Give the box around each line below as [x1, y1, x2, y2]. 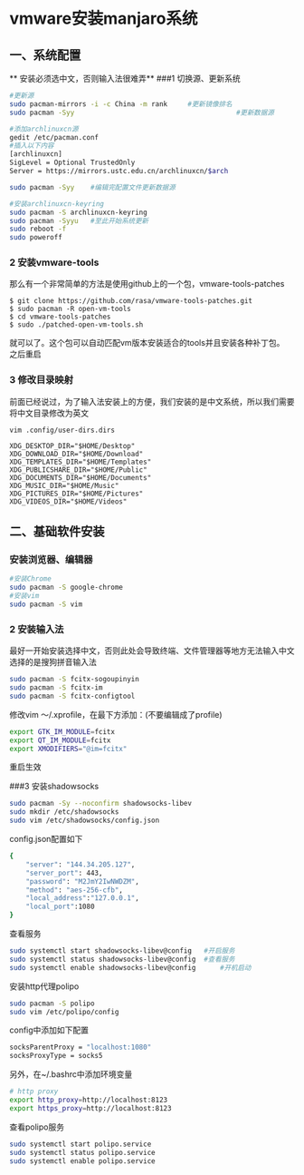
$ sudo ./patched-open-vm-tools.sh [9, 320, 144, 329]
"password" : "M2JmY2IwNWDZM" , [25, 876, 140, 886]
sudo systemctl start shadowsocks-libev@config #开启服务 [9, 946, 235, 955]
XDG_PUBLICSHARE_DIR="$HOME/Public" [9, 465, 147, 475]
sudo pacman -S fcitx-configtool [9, 691, 136, 700]
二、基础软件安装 [9, 524, 105, 540]
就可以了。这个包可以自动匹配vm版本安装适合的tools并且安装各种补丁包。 [9, 338, 285, 348]
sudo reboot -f [9, 224, 67, 234]
